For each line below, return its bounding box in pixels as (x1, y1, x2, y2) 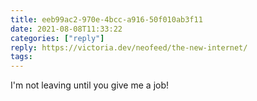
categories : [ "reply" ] (10, 33, 105, 43)
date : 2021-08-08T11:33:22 (10, 24, 123, 34)
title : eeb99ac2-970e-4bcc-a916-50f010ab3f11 (10, 14, 203, 25)
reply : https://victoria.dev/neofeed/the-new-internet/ (10, 42, 248, 53)
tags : (10, 52, 33, 62)
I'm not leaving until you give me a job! (10, 79, 170, 91)
